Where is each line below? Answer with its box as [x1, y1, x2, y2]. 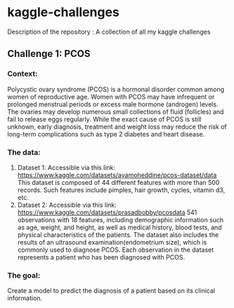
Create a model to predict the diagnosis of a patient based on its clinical [7, 286, 216, 295]
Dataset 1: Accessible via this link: [17, 163, 116, 172]
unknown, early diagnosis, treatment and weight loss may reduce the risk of [7, 122, 227, 131]
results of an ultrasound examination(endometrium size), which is [17, 238, 207, 246]
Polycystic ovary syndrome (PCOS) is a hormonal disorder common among [7, 85, 225, 94]
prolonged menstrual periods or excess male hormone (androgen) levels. [7, 100, 219, 108]
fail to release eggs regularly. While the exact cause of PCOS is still [7, 115, 202, 123]
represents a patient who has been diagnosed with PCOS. [17, 252, 185, 261]
